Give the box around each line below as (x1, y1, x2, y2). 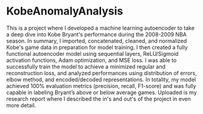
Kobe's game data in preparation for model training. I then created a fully (6, 44, 188, 51)
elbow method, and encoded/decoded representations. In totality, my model (6, 76, 196, 83)
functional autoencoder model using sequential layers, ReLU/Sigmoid (6, 50, 179, 57)
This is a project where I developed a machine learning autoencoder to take (6, 24, 195, 32)
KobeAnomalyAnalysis (6, 4, 124, 18)
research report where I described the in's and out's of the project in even (6, 95, 191, 102)
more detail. (6, 101, 36, 109)
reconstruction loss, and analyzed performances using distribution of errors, (6, 69, 197, 76)
